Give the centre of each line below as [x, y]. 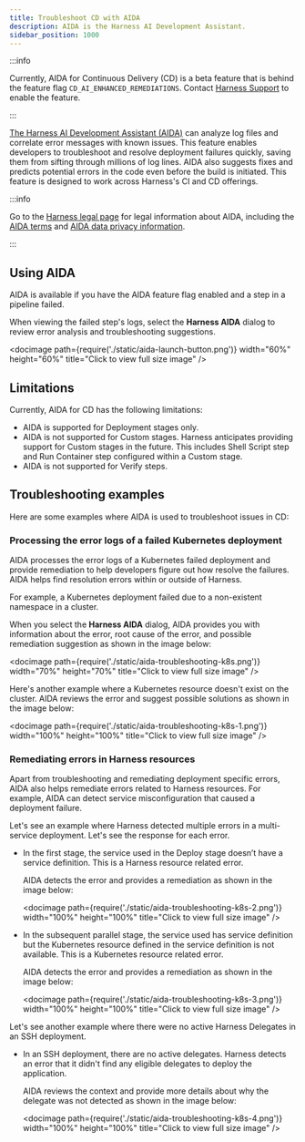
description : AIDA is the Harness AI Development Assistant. [128, 26]
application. [45, 1074]
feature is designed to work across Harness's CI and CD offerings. [134, 181]
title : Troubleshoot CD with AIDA [75, 18]
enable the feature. [45, 98]
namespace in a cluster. [54, 607]
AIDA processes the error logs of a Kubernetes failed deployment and [140, 561]
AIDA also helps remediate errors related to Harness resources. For [135, 788]
